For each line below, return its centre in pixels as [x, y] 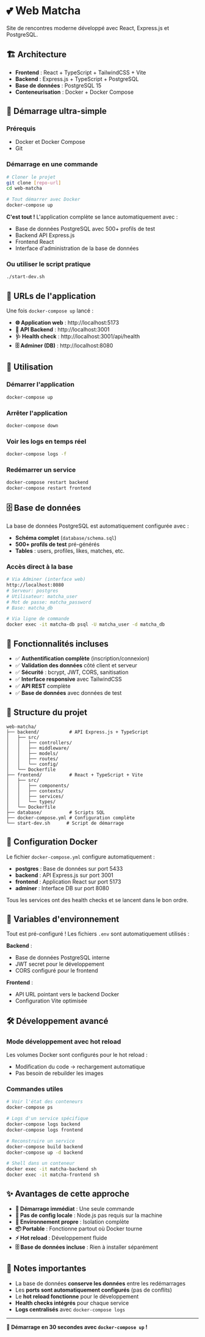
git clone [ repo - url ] [34, 183]
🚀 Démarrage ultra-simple [56, 111]
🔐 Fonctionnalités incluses [57, 644]
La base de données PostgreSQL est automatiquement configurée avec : [98, 526]
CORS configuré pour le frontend [57, 971]
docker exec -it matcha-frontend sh [53, 1175]
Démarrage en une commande [52, 164]
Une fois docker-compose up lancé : [50, 311]
